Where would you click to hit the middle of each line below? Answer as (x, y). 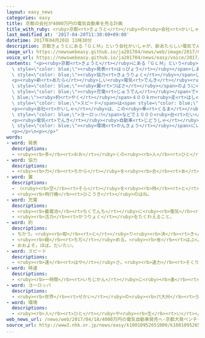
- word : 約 (20, 223)
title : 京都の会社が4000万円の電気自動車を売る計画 (65, 23)
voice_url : (20, 58)
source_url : (21, 325)
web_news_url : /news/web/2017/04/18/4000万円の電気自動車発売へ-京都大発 (95, 320)
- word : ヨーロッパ (29, 285)
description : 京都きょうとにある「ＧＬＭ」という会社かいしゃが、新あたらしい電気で (101, 47)
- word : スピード (27, 251)
